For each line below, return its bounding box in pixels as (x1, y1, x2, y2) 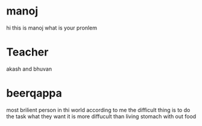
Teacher (6, 45, 49, 59)
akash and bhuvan (6, 65, 52, 72)
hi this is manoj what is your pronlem (6, 24, 98, 31)
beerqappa (6, 86, 62, 100)
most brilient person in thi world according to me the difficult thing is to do (6, 106, 191, 113)
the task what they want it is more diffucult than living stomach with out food (6, 113, 197, 120)
